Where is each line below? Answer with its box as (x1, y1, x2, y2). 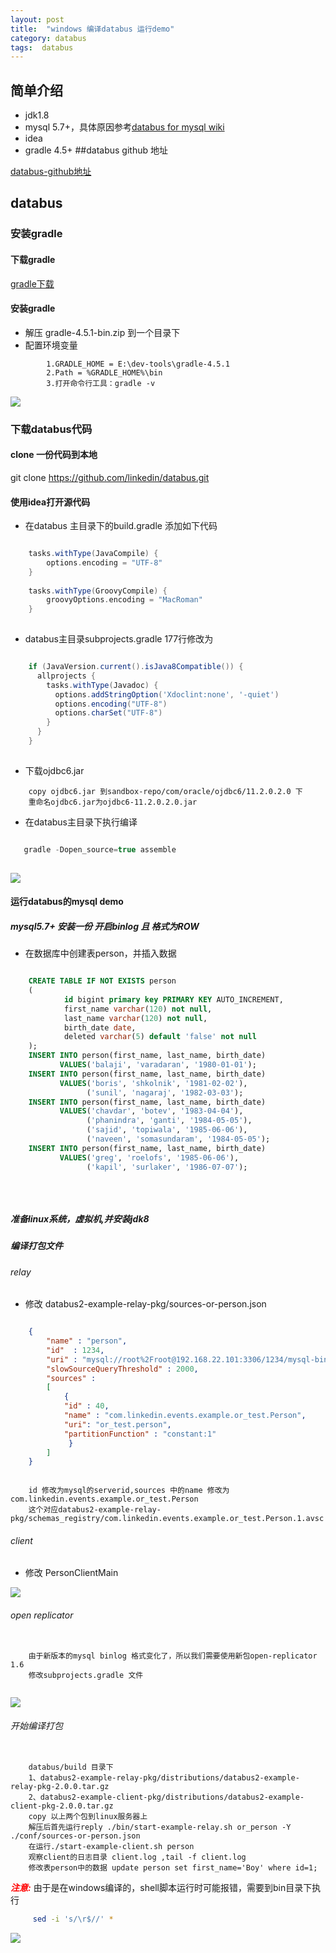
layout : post (10, 14, 65, 25)
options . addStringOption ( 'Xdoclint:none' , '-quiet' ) (54, 689, 280, 700)
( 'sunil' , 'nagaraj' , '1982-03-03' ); (86, 1087, 244, 1098)
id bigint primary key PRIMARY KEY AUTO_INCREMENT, (63, 994, 284, 1005)
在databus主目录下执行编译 (24, 816, 138, 828)
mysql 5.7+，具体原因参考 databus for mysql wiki (24, 121, 225, 133)
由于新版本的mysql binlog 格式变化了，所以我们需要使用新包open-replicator (28, 1651, 318, 1661)
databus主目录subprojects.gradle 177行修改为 (24, 633, 214, 645)
